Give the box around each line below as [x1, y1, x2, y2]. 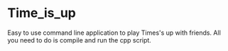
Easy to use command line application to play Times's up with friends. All [7, 28, 222, 37]
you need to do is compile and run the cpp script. [7, 35, 151, 44]
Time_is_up [7, 5, 76, 21]
